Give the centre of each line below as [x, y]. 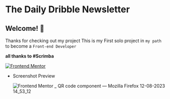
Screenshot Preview [34, 76]
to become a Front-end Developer [41, 46]
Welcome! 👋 [25, 28]
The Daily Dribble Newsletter [68, 9]
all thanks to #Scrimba [30, 56]
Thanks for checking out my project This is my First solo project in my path [83, 41]
